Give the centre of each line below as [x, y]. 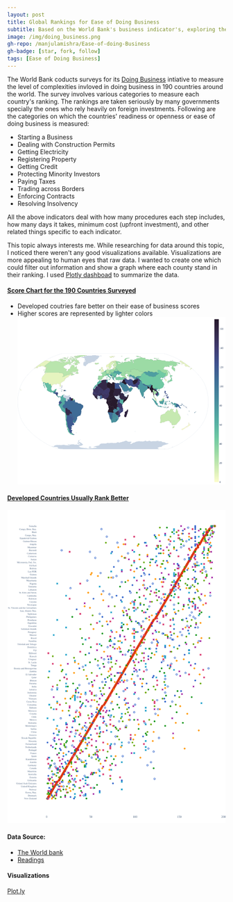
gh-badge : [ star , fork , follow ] [54, 51]
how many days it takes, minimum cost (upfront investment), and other [108, 224]
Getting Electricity [43, 151]
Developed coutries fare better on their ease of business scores [108, 306]
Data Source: [26, 837]
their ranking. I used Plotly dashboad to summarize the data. [93, 274]
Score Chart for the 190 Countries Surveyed [72, 290]
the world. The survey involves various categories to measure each [103, 94]
